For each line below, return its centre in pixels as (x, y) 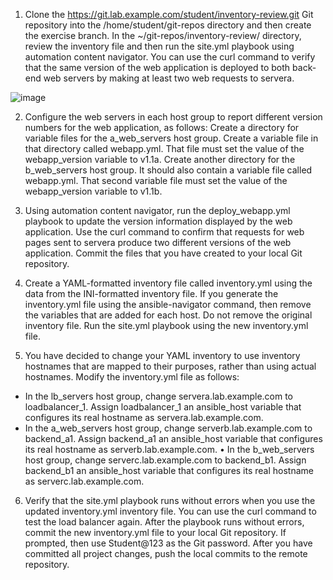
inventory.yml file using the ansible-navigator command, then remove (168, 304)
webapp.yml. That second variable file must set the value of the (156, 180)
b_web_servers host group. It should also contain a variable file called (168, 170)
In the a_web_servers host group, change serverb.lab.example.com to (168, 428)
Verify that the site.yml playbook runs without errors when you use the (170, 500)
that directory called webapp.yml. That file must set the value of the (164, 148)
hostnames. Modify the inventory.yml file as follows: (132, 377)
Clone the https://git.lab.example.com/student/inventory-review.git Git (169, 14)
